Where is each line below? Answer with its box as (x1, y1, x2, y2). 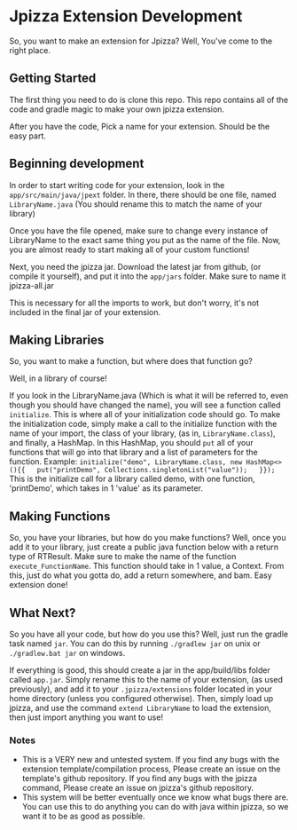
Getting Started (9, 71, 97, 86)
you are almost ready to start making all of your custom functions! (9, 244, 250, 255)
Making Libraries (9, 332, 105, 347)
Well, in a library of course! (9, 373, 108, 383)
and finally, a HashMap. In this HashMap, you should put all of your (9, 438, 254, 448)
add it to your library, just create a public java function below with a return (9, 541, 279, 552)
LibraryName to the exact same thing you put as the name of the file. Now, (9, 234, 281, 245)
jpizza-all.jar (9, 280, 55, 290)
